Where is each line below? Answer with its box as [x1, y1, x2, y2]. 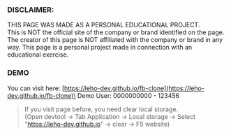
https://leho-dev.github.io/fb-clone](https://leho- [64, 84, 204, 92]
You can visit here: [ [7, 84, 65, 92]
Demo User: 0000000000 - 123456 [77, 91, 180, 99]
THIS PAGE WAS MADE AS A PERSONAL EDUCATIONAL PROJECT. [7, 21, 200, 29]
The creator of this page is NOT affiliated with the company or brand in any [7, 36, 223, 44]
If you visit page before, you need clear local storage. [24, 105, 179, 113]
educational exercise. [7, 50, 69, 59]
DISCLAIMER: [7, 5, 54, 15]
